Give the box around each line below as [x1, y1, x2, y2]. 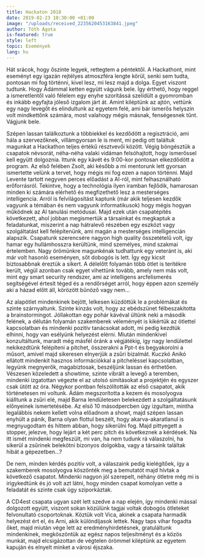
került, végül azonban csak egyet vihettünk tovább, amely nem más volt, [6, 266, 189, 274]
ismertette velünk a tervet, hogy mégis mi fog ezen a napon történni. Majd [6, 169, 193, 176]
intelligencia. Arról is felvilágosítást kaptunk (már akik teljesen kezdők [6, 194, 182, 202]
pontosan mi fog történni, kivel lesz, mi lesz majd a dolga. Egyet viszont [6, 79, 187, 86]
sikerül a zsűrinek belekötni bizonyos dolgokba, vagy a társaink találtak [6, 441, 186, 448]
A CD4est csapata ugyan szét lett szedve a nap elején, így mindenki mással [6, 497, 197, 505]
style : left [6, 37, 37, 44]
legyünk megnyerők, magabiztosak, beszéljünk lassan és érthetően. [6, 363, 177, 371]
